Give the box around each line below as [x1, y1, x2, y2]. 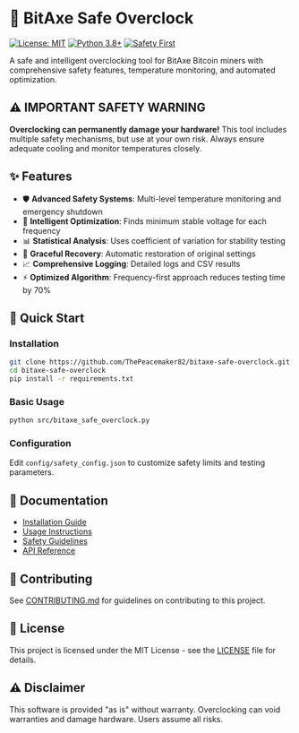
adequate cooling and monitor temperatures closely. [9, 142, 202, 153]
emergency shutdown [21, 206, 103, 217]
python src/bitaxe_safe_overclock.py [9, 416, 150, 425]
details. [9, 654, 37, 665]
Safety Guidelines [21, 536, 88, 547]
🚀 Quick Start [9, 310, 85, 325]
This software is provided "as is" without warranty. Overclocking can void [9, 703, 281, 715]
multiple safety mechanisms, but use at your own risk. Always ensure [9, 134, 265, 144]
